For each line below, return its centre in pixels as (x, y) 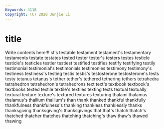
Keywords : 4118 (21, 10)
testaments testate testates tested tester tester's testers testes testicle (78, 58)
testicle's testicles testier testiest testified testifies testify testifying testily (80, 63)
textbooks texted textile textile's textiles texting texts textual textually (76, 89)
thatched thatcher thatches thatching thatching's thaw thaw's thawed (77, 116)
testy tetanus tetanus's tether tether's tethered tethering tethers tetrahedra (82, 79)
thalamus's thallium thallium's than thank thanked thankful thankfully (76, 100)
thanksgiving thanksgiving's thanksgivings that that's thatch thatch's (76, 111)
